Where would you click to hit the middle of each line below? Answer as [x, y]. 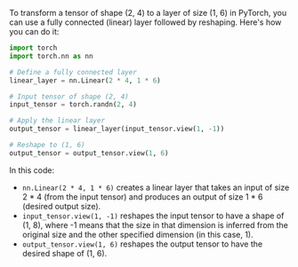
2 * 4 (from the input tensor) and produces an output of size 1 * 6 [142, 196]
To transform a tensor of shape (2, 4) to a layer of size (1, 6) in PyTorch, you [148, 13]
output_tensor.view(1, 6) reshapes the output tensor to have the [142, 244]
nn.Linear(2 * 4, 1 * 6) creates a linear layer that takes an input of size [156, 187]
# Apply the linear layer [57, 121]
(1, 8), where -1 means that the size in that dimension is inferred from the [155, 224]
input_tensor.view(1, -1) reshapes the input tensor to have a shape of [153, 216]
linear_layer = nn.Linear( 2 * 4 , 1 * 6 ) [85, 80]
